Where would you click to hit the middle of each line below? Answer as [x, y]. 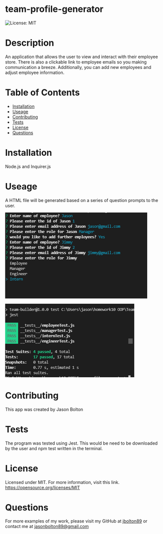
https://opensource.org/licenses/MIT [42, 487]
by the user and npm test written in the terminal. [54, 448]
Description [30, 43]
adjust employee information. [35, 72]
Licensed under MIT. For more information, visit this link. [62, 482]
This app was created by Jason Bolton [44, 409]
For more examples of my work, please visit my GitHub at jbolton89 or [76, 521]
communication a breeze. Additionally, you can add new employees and [78, 67]
